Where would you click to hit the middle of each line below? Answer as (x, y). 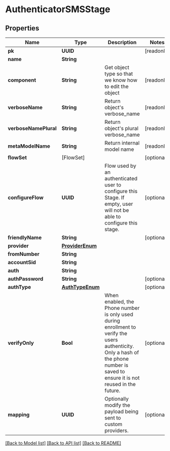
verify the (116, 333)
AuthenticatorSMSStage (58, 9)
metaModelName (29, 146)
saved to (115, 372)
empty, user (119, 204)
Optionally (117, 399)
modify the (117, 405)
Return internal (122, 143)
